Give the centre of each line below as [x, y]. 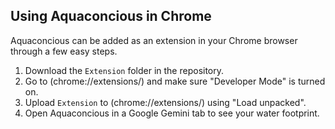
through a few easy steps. [64, 51]
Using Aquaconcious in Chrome [111, 16]
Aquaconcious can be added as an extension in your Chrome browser [154, 40]
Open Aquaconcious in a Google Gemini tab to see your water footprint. [172, 113]
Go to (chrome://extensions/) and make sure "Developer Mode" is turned [175, 81]
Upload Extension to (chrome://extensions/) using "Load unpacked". [165, 102]
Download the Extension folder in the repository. [124, 70]
